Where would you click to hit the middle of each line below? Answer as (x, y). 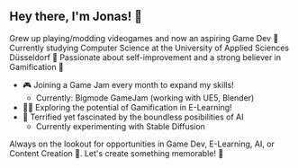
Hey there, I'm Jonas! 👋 (76, 17)
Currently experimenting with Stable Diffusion (120, 126)
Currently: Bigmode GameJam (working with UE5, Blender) (145, 97)
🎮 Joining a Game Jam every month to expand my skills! (128, 84)
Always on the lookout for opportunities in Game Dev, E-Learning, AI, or (142, 144)
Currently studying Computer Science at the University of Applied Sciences (149, 48)
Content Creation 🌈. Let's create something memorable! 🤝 (117, 153)
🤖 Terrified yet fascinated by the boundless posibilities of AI (133, 117)
